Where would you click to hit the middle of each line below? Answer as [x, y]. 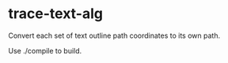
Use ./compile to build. [45, 50]
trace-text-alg [55, 14]
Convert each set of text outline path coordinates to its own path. [114, 35]
